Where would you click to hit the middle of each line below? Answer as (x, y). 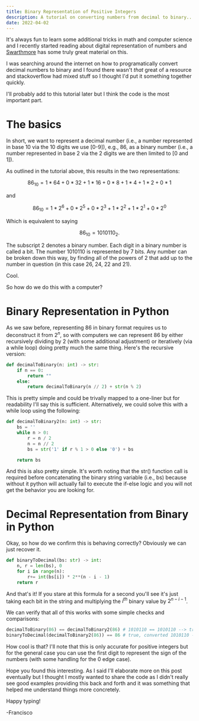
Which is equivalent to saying (42, 221)
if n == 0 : (30, 370)
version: (16, 354)
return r (28, 582)
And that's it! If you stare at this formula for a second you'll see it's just (92, 593)
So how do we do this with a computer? (54, 287)
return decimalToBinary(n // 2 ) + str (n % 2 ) (85, 387)
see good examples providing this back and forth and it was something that (98, 684)
